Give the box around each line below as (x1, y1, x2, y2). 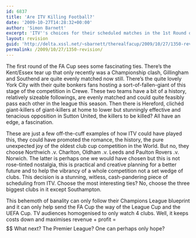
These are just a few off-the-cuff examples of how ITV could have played (6, 130, 183, 137)
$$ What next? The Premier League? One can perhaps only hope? (6, 225, 165, 232)
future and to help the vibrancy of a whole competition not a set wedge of (6, 167, 184, 174)
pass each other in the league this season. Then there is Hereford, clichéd (6, 100, 184, 107)
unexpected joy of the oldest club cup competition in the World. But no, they (6, 142, 190, 149)
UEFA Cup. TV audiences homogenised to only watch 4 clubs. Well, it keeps (6, 209, 188, 216)
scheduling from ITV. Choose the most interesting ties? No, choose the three (6, 180, 190, 187)
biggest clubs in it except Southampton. (6, 185, 102, 193)
